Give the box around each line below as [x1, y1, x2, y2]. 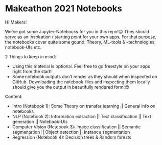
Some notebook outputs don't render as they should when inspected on [12, 73, 158, 79]
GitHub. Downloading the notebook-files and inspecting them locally [12, 79, 150, 85]
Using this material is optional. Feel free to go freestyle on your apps [12, 63, 150, 69]
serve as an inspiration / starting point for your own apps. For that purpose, [5, 34, 157, 40]
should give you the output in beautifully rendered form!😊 [12, 84, 130, 90]
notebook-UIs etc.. [5, 44, 43, 50]
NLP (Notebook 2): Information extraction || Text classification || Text [12, 113, 152, 119]
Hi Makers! [5, 19, 27, 25]
